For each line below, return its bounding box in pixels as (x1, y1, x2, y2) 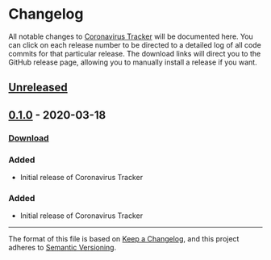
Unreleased (8, 81, 69, 94)
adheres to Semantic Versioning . (8, 243, 117, 253)
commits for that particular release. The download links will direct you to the (8, 48, 261, 58)
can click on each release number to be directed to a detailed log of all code (8, 40, 262, 49)
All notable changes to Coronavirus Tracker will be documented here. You (8, 31, 254, 41)
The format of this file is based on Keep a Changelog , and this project (8, 234, 240, 244)
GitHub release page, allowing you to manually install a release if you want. (8, 57, 257, 67)
